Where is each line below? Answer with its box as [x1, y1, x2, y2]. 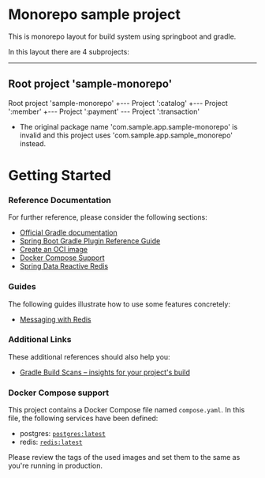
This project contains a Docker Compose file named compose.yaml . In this [8, 405, 245, 415]
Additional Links [8, 334, 72, 345]
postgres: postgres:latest [19, 429, 106, 438]
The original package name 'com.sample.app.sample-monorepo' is [19, 122, 238, 131]
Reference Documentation [8, 194, 112, 205]
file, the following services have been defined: [8, 413, 159, 423]
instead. [19, 138, 47, 148]
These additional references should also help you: [8, 352, 171, 361]
